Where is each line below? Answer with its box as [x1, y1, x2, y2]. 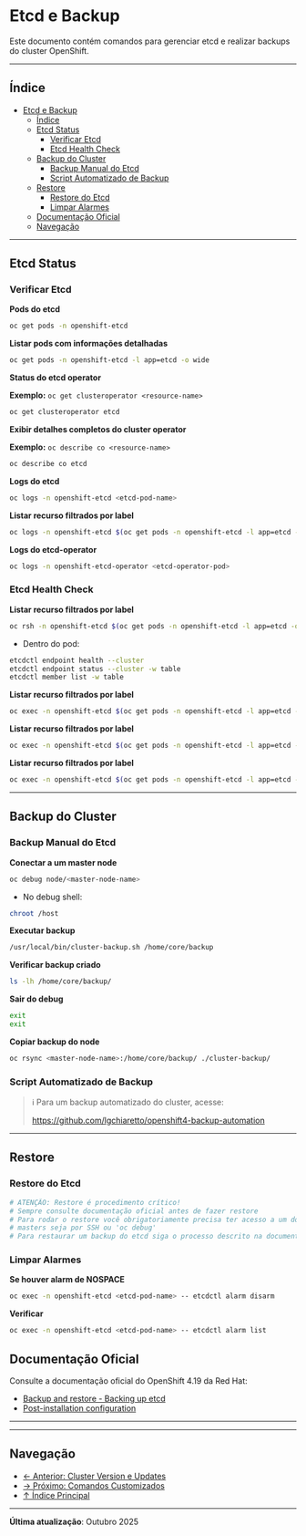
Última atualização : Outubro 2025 [9, 1516, 139, 1527]
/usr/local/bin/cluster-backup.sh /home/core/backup [9, 943, 214, 952]
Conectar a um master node [9, 856, 117, 867]
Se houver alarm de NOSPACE [9, 1274, 126, 1285]
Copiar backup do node [9, 1036, 100, 1047]
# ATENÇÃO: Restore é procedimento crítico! [9, 1198, 181, 1207]
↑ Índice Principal [22, 1489, 90, 1500]
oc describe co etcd [9, 460, 88, 469]
